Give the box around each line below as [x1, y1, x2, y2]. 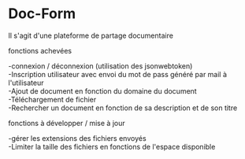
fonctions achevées [8, 46, 72, 55]
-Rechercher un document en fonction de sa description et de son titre [8, 103, 238, 113]
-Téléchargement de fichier [8, 94, 97, 104]
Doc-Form [8, 5, 76, 23]
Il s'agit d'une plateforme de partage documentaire [8, 31, 173, 40]
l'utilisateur [8, 78, 45, 87]
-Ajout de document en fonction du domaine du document [8, 86, 197, 95]
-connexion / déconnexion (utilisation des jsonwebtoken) [8, 61, 193, 71]
